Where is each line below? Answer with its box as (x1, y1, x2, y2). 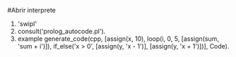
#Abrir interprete (7, 6, 57, 14)
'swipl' (17, 20, 37, 27)
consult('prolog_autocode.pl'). (17, 27, 106, 35)
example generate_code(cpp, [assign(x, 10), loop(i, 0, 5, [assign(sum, (17, 34, 219, 43)
